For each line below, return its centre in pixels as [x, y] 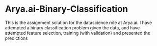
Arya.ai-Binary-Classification [67, 9]
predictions [16, 38]
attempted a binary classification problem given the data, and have [73, 27]
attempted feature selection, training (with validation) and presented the [78, 33]
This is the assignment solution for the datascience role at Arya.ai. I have [78, 23]
